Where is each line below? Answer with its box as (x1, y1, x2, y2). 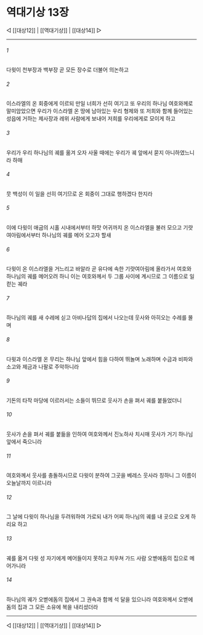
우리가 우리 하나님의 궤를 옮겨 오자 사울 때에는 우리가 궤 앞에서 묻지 (6, 149, 164, 156)
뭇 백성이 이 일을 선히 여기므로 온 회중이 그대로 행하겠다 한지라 (6, 190, 153, 197)
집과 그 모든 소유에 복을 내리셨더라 (17, 603, 98, 610)
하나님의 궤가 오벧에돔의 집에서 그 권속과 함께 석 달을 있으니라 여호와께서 (6, 596, 177, 603)
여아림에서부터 (6, 231, 41, 239)
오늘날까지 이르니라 (6, 479, 52, 487)
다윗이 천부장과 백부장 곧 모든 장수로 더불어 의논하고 (6, 66, 129, 73)
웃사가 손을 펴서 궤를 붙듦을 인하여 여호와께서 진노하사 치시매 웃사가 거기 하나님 (6, 430, 193, 438)
